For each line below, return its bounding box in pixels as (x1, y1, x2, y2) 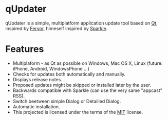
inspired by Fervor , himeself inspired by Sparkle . (5, 25, 108, 31)
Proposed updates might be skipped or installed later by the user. (12, 82, 152, 88)
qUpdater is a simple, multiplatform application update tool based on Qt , (5, 20, 158, 26)
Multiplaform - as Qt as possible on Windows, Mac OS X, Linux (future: (12, 60, 163, 66)
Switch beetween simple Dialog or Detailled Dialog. (12, 98, 121, 104)
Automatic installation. (12, 103, 60, 110)
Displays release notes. (12, 76, 63, 82)
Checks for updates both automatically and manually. (12, 71, 126, 77)
